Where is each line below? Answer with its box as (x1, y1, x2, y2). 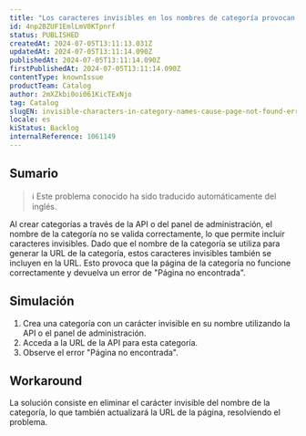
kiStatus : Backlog (9, 124, 79, 133)
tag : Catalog (9, 98, 59, 108)
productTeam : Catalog (9, 81, 92, 90)
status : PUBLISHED (9, 30, 79, 39)
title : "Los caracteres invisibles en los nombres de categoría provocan (9, 13, 296, 23)
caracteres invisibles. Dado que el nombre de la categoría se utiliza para (9, 238, 280, 249)
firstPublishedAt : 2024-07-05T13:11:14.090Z (9, 65, 181, 74)
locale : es (9, 115, 51, 124)
